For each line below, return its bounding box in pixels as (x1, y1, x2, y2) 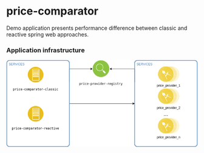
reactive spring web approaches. (6, 30, 89, 38)
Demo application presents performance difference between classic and (6, 24, 188, 32)
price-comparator (6, 4, 99, 18)
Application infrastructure (6, 46, 85, 54)
